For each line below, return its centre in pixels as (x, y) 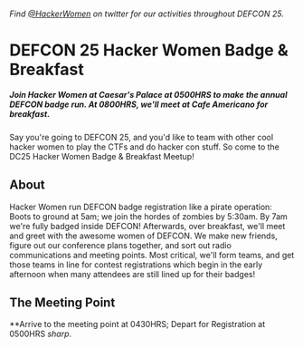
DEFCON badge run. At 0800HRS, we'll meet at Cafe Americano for (139, 104)
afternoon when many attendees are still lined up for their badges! (133, 274)
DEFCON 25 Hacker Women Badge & (149, 50)
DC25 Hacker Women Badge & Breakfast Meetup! (102, 156)
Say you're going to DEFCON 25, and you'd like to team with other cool (142, 137)
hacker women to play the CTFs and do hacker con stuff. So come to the (145, 147)
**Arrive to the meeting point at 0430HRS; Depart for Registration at (137, 324)
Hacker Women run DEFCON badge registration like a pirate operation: (141, 207)
